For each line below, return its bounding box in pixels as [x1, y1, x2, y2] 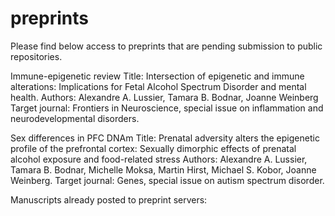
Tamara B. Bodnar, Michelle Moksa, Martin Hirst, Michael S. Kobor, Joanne [10, 163, 317, 176]
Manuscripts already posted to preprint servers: [10, 193, 208, 206]
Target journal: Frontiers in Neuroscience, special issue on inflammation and [10, 102, 324, 114]
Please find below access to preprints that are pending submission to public [10, 40, 323, 52]
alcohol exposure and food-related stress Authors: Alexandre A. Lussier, [10, 153, 308, 165]
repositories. [10, 50, 63, 62]
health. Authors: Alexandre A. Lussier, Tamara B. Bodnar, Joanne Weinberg [10, 91, 319, 103]
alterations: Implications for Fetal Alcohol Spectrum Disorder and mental [10, 80, 307, 92]
